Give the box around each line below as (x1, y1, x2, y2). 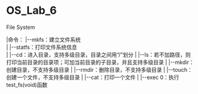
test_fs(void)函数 (6, 81, 48, 88)
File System (6, 23, 35, 31)
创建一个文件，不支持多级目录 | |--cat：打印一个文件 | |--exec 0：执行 (6, 74, 179, 81)
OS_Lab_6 (6, 4, 57, 17)
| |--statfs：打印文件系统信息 (6, 43, 77, 51)
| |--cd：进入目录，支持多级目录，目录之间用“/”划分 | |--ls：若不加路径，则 (6, 51, 191, 58)
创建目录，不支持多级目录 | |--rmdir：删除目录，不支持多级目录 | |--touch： (6, 66, 193, 73)
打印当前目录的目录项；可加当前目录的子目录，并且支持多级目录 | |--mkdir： (6, 58, 194, 66)
